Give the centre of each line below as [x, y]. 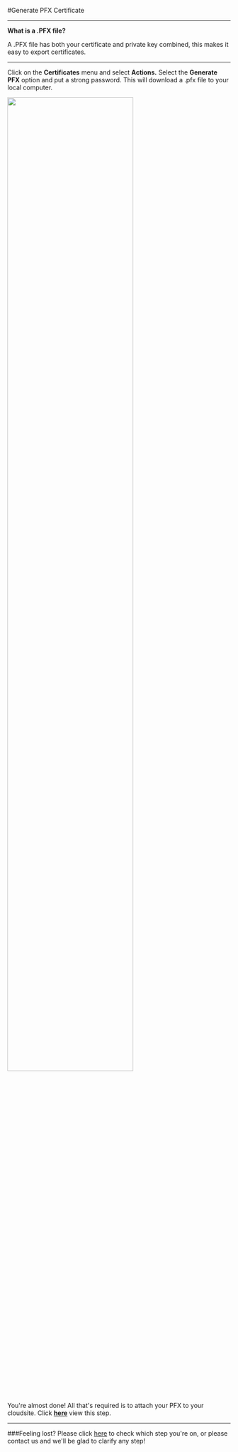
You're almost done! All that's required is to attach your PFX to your [106, 1405]
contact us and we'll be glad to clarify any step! [76, 1441]
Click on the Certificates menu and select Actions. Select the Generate [113, 72]
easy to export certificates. [47, 52]
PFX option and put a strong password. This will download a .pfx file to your [118, 80]
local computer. [30, 87]
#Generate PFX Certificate [46, 10]
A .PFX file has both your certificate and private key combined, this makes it [118, 44]
